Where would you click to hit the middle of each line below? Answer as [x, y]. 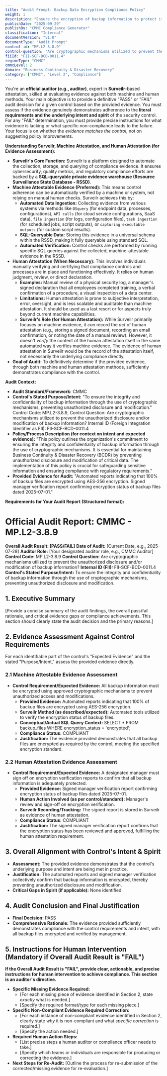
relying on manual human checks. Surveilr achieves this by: [73, 197]
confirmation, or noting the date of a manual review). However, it [86, 335]
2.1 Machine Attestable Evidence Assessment [61, 675]
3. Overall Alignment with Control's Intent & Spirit [83, 852]
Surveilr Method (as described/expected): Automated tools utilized [90, 712]
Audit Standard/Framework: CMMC [50, 391]
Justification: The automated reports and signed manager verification [84, 874]
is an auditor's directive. [31, 979]
